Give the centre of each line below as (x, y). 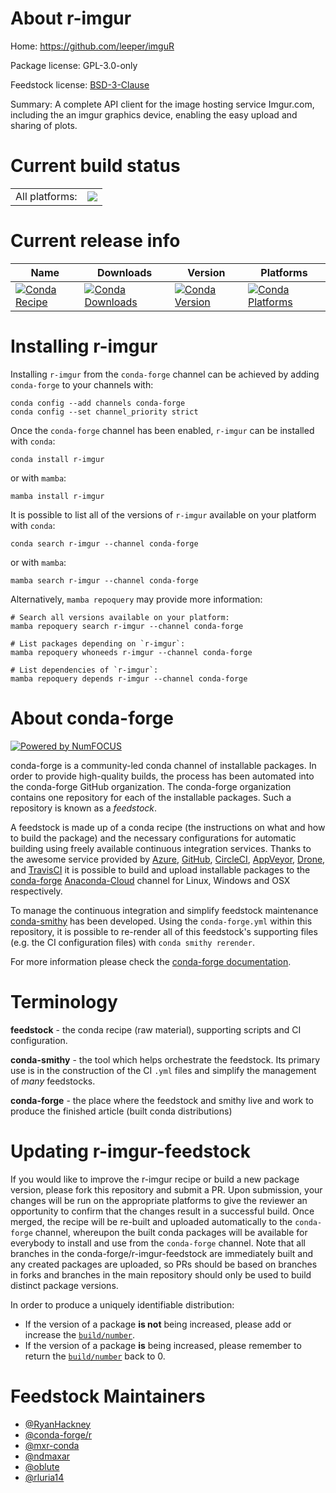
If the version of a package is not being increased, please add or (158, 1324)
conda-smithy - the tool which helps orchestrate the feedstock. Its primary (165, 1059)
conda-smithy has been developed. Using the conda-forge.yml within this (161, 921)
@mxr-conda (52, 1445)
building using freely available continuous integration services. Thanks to (161, 848)
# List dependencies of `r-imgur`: (84, 670)
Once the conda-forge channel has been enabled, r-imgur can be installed (162, 430)
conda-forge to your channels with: (82, 384)
